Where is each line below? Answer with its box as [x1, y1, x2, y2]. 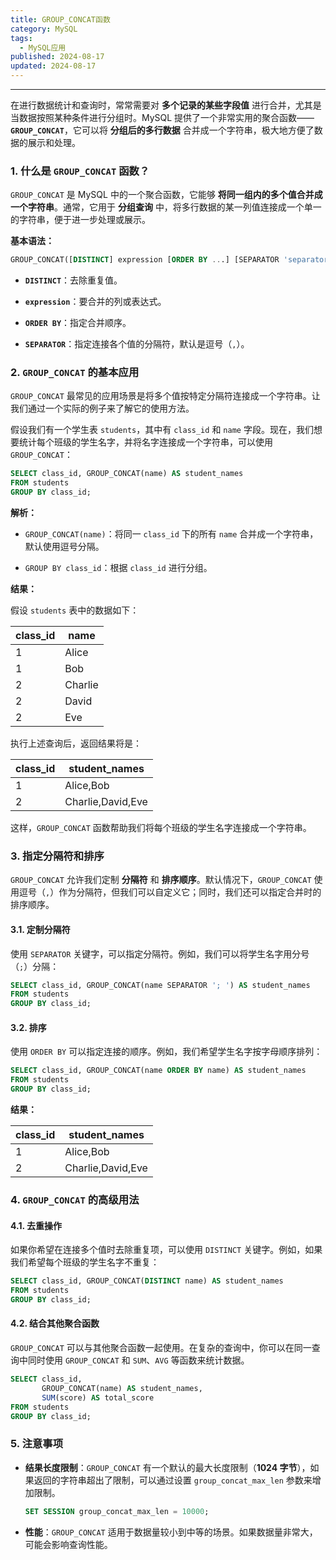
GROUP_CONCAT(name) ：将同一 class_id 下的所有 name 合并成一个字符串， [24, 528, 319, 540]
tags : [10, 33, 33, 43]
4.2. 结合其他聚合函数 [10, 1317, 100, 1330]
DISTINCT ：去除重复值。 [24, 274, 123, 286]
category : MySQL [10, 24, 78, 34]
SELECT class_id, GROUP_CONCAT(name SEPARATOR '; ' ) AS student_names [10, 980, 311, 990]
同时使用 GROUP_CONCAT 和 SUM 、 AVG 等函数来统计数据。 [27, 1354, 250, 1366]
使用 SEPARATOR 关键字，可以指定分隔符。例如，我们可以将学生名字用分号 [10, 947, 310, 960]
